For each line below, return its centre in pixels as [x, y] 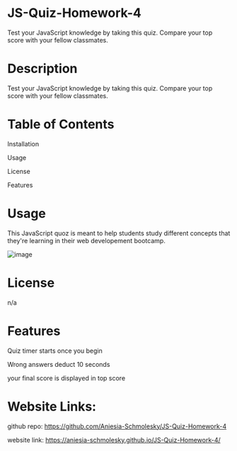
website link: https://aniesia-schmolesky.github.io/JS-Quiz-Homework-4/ [114, 440]
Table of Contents [61, 124]
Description [42, 69]
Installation [23, 143]
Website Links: [52, 406]
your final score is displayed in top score [67, 378]
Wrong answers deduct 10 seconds [59, 364]
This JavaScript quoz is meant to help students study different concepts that [119, 233]
